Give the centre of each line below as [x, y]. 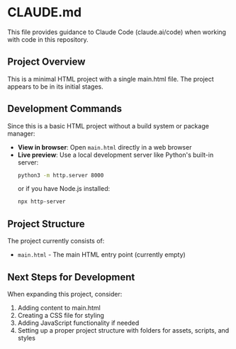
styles [26, 338]
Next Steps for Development [71, 277]
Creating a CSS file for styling [61, 315]
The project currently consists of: [56, 241]
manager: [21, 133]
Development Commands [65, 109]
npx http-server [41, 202]
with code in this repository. [48, 39]
